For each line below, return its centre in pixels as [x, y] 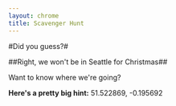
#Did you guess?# [38, 46]
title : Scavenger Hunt [46, 23]
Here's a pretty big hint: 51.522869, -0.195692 [86, 92]
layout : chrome [34, 16]
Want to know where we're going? [65, 77]
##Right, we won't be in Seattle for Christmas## [88, 62]
